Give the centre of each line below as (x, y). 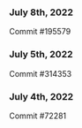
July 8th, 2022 (41, 12)
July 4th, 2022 (41, 96)
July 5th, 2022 (41, 55)
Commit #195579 (40, 32)
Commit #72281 (38, 116)
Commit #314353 (41, 73)
